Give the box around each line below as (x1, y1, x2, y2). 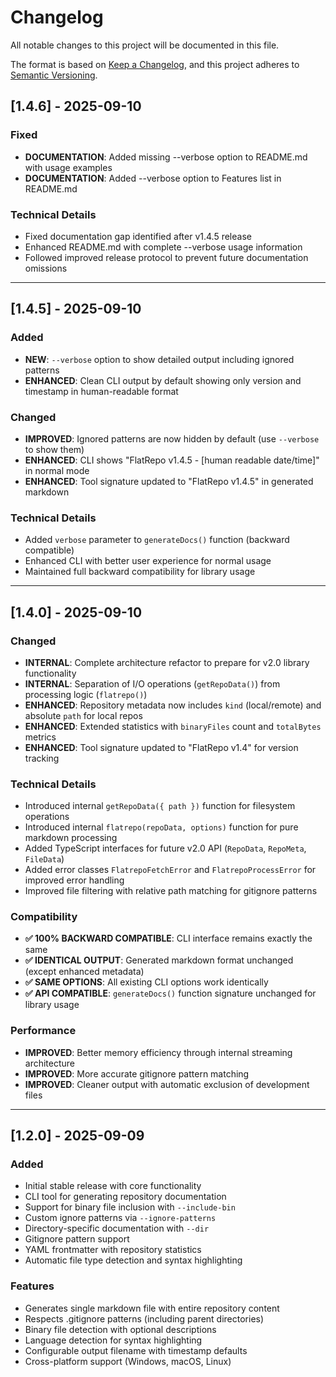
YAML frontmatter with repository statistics (24, 1244, 202, 1256)
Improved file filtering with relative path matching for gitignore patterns (24, 885, 318, 897)
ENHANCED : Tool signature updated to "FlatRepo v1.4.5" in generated (24, 475, 314, 487)
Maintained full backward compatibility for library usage (24, 566, 256, 578)
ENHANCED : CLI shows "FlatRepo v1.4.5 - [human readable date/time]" (24, 454, 320, 466)
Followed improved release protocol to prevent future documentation (24, 251, 309, 263)
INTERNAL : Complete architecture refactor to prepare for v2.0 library (24, 656, 310, 668)
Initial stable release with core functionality (24, 1180, 202, 1192)
